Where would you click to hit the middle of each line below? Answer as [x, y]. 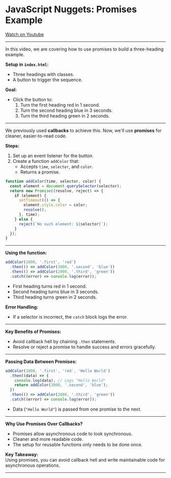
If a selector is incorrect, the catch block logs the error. [70, 317]
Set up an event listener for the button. [53, 156]
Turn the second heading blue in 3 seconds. [66, 110]
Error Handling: [22, 307]
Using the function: [26, 253]
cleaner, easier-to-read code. [36, 136]
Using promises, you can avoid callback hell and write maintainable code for [85, 460]
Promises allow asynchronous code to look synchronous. [73, 434]
